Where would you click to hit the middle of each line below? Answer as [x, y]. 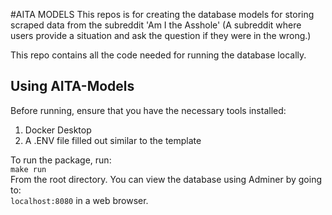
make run [28, 169]
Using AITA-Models [72, 86]
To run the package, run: [61, 160]
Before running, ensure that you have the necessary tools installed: [148, 110]
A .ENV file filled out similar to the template [113, 140]
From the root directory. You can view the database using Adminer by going [166, 179]
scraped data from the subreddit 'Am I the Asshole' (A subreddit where [156, 25]
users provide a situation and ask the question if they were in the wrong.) [161, 35]
